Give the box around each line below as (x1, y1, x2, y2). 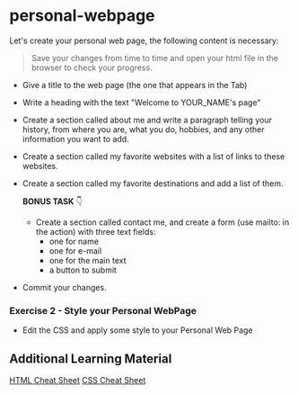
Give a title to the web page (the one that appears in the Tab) (22, 79, 248, 90)
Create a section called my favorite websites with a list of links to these (22, 150, 285, 162)
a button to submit (48, 264, 117, 275)
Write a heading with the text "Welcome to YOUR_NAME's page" (22, 96, 261, 108)
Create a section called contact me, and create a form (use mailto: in (35, 217, 290, 228)
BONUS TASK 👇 (22, 195, 83, 207)
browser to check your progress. (31, 62, 153, 73)
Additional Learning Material (9, 351, 172, 366)
